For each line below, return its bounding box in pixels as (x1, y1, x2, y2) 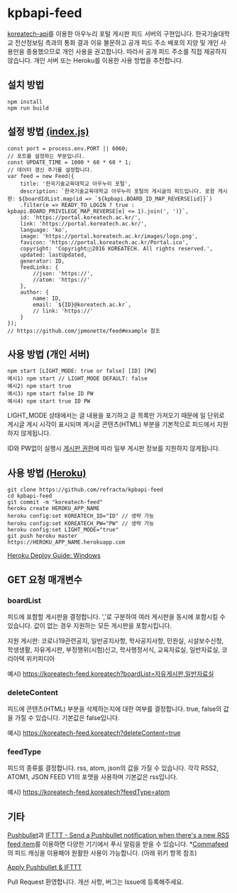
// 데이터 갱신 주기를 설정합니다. (7, 166, 94, 174)
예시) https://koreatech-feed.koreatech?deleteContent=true (7, 729, 181, 737)
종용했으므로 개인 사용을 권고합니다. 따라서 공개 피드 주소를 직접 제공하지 (26, 47, 227, 56)
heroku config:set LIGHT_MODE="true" (7, 527, 119, 534)
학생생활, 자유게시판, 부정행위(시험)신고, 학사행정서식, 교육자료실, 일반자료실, (7, 645, 221, 654)
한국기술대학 (194, 29, 231, 38)
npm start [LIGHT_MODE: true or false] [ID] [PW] (7, 368, 158, 375)
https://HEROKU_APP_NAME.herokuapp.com (7, 539, 126, 546)
